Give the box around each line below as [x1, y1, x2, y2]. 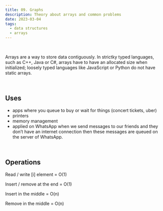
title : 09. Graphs [5, 7, 43, 12]
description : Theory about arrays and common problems [5, 12, 122, 17]
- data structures [9, 26, 48, 31]
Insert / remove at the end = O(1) [5, 181, 72, 187]
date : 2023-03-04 [5, 16, 41, 21]
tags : [5, 21, 16, 26]
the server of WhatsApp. [12, 133, 63, 140]
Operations [5, 158, 41, 166]
